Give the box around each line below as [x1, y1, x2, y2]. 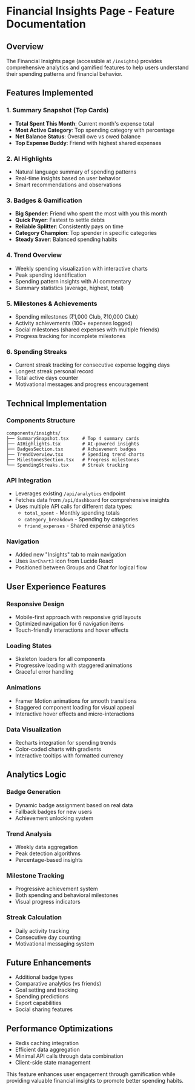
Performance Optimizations [6, 1023, 113, 1034]
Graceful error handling [15, 668, 74, 675]
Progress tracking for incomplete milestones [15, 332, 126, 339]
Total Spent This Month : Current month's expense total [15, 120, 154, 127]
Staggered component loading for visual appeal [15, 703, 134, 711]
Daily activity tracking [15, 927, 70, 934]
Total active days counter [15, 374, 79, 382]
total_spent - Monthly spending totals [24, 509, 120, 516]
